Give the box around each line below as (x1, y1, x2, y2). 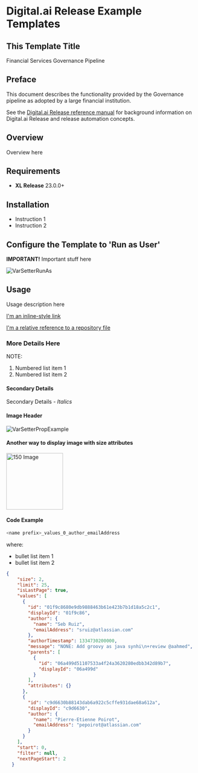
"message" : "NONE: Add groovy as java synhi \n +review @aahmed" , (28, 644, 193, 650)
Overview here (6, 148, 43, 156)
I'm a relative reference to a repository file (6, 324, 110, 331)
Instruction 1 (14, 215, 46, 223)
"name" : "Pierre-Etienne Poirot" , (33, 716, 120, 722)
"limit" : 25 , (17, 582, 50, 588)
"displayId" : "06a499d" (38, 666, 98, 672)
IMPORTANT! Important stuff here (6, 255, 92, 263)
